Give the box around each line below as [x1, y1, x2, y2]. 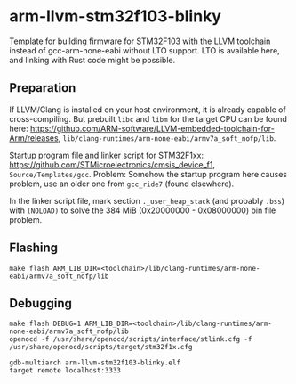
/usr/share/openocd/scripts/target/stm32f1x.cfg [9, 343, 193, 352]
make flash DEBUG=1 [9, 319, 82, 329]
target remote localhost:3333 [9, 366, 122, 375]
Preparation [9, 80, 76, 95]
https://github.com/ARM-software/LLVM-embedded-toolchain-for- [29, 123, 276, 134]
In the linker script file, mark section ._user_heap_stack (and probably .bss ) [9, 195, 285, 206]
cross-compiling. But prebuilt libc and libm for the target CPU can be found [9, 113, 287, 124]
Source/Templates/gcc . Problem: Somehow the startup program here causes [9, 168, 287, 179]
